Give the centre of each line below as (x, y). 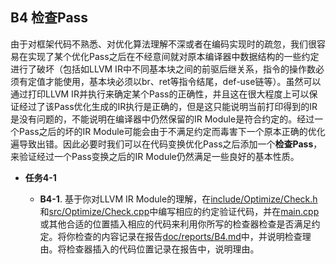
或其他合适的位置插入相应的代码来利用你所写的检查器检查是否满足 (175, 224)
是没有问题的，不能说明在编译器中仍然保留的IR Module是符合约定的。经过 (162, 119)
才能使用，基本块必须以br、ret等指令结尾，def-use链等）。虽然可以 (183, 81)
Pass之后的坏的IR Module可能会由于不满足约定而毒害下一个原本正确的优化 (172, 131)
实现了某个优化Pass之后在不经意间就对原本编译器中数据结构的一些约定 (173, 56)
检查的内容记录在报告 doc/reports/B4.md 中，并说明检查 (188, 236)
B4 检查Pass (49, 18)
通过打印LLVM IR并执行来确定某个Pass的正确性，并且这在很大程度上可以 (160, 94)
